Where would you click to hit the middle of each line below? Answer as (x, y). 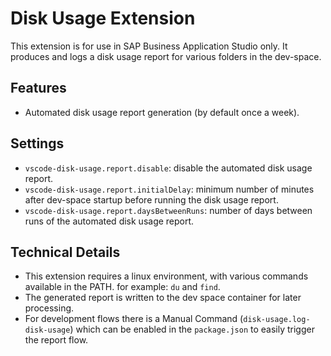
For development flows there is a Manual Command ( (134, 319)
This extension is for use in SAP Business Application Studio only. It (149, 46)
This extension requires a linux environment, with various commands (166, 276)
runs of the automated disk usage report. (109, 221)
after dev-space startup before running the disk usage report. (151, 199)
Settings (37, 143)
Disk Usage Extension (103, 18)
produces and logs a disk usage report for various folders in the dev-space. (166, 56)
